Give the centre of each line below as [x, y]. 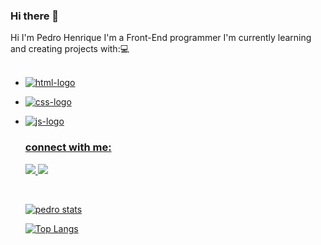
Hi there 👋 [35, 16]
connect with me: [68, 147]
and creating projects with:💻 [70, 49]
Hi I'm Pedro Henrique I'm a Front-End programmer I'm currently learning [161, 38]
